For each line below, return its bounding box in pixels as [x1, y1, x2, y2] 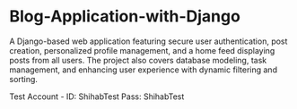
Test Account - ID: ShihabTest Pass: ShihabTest [9, 91, 185, 102]
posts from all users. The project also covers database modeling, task [9, 54, 267, 65]
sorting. [9, 73, 39, 84]
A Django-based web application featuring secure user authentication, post [9, 36, 288, 46]
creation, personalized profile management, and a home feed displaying [9, 45, 275, 55]
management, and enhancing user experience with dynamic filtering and [9, 64, 278, 75]
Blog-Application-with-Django [9, 6, 240, 27]
